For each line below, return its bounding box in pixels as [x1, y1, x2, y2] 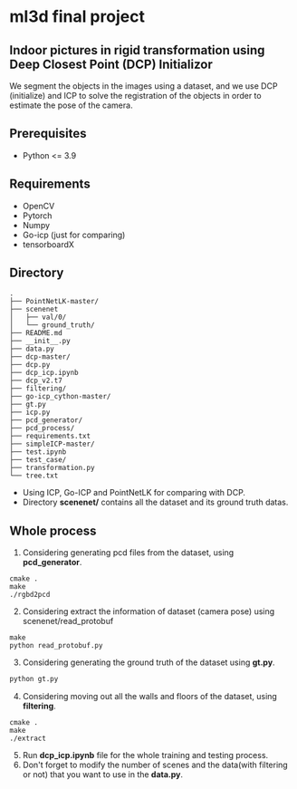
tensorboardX [22, 238, 75, 250]
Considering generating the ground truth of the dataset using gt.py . [22, 657, 275, 668]
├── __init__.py [9, 337, 71, 346]
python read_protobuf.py [9, 641, 103, 650]
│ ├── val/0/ [9, 313, 67, 322]
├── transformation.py [9, 464, 95, 473]
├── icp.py [9, 408, 51, 418]
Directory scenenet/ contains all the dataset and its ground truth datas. [22, 496, 289, 508]
